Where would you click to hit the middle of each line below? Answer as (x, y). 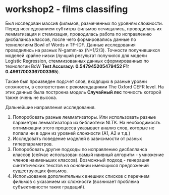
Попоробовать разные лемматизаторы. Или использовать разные (84, 117)
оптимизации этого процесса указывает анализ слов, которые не (83, 128)
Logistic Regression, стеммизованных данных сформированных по (77, 61)
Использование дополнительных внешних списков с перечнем (81, 176)
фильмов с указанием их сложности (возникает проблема (76, 181)
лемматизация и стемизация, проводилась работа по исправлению (79, 34)
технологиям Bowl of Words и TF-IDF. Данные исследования (71, 44)
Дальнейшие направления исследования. (50, 107)
